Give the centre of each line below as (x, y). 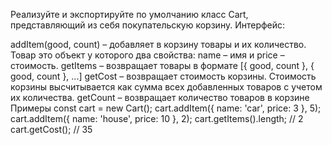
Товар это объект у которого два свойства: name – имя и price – (147, 55)
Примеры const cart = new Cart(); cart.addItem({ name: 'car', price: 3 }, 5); (166, 108)
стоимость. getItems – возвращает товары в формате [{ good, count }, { (162, 65)
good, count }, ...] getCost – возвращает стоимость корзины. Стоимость (163, 76)
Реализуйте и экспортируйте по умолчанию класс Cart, (129, 14)
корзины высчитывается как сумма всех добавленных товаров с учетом (166, 87)
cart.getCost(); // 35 (51, 129)
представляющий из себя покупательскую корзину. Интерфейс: (148, 25)
